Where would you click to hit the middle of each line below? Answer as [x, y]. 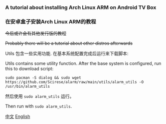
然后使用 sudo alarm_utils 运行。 [40, 96]
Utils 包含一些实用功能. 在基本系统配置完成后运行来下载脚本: [67, 54]
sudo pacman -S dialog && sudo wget [43, 78]
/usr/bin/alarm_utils [28, 87]
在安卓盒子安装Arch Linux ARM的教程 [51, 21]
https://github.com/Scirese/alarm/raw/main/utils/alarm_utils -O [74, 82]
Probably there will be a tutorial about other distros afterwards [69, 43]
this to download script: [29, 69]
